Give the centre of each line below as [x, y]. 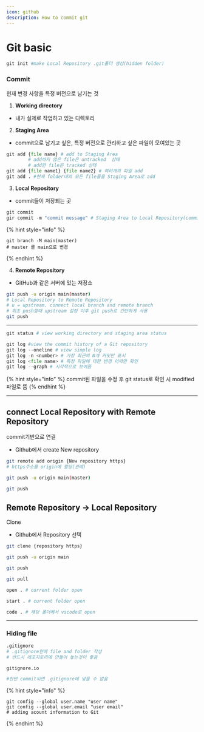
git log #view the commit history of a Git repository [77, 344]
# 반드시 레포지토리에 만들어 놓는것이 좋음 [52, 657]
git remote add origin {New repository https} [66, 461]
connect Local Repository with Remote [81, 412]
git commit [20, 212]
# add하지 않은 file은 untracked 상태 [74, 160]
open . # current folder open [45, 590]
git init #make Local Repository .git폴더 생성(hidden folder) [86, 64]
